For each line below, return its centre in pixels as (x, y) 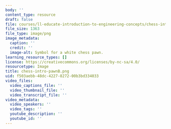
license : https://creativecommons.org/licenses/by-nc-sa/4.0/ (73, 62)
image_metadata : (22, 39)
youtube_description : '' (36, 114)
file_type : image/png (28, 34)
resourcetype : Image (27, 67)
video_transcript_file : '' (38, 95)
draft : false (19, 19)
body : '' (15, 10)
